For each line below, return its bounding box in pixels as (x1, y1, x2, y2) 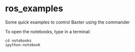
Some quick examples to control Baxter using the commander (5, 19, 130, 25)
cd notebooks (5, 38, 32, 43)
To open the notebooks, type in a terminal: (5, 28, 91, 34)
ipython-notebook (5, 42, 41, 47)
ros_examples (5, 3, 63, 14)
